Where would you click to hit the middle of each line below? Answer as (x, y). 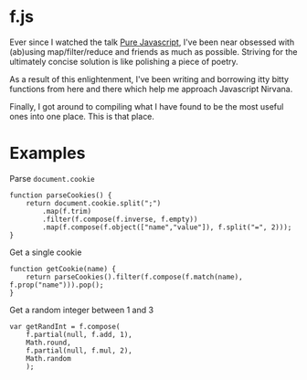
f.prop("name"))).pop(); (57, 285)
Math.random (48, 358)
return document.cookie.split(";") (94, 203)
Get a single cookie (46, 252)
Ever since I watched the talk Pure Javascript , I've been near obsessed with (152, 42)
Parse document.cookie (52, 178)
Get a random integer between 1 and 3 (81, 310)
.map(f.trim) (67, 211)
